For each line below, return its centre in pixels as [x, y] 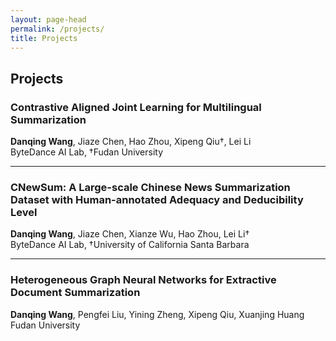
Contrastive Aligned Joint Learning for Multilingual [136, 107]
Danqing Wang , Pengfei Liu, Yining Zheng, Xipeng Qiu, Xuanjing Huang [157, 314]
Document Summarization [75, 293]
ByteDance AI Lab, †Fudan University [87, 152]
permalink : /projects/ [57, 29]
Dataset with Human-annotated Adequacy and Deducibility [157, 199]
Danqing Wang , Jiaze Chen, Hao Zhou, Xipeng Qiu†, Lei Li [131, 142]
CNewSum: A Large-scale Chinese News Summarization [150, 187]
